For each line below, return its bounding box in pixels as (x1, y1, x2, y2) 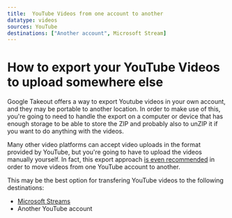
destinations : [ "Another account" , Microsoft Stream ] (7, 29, 167, 37)
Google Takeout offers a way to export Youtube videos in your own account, (7, 98, 226, 106)
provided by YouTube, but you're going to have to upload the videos (7, 148, 202, 157)
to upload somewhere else (7, 75, 164, 91)
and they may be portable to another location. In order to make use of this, (7, 105, 221, 114)
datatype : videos (7, 17, 58, 24)
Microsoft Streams (17, 197, 71, 205)
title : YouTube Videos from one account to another (7, 10, 164, 17)
